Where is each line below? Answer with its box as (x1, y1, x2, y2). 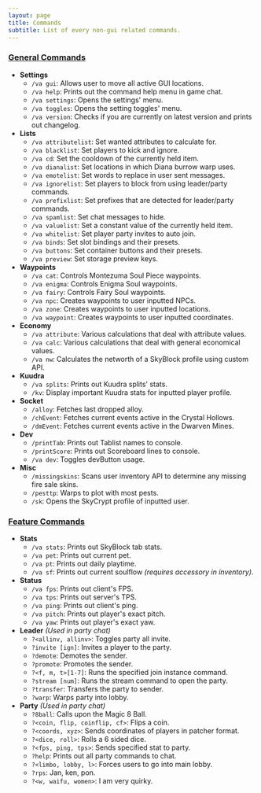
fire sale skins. (31, 479, 79, 489)
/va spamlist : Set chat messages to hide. (31, 212, 167, 221)
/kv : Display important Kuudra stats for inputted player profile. (31, 387, 232, 397)
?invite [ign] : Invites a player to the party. (31, 642, 171, 651)
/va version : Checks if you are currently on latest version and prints (31, 112, 252, 121)
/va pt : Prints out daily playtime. (31, 559, 137, 568)
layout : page (8, 11, 51, 20)
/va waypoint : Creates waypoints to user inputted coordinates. (31, 312, 234, 322)
